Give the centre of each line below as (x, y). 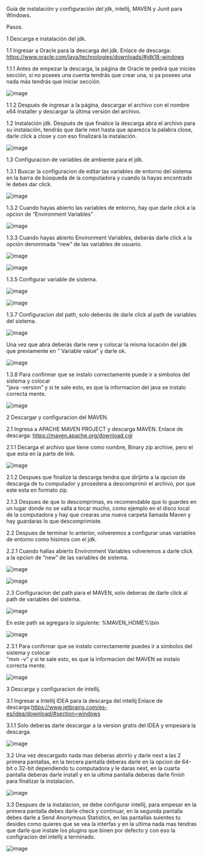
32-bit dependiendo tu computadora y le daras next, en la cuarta (99, 768)
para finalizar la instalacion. (40, 781)
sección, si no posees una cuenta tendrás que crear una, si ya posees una (99, 75)
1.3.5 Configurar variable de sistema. (52, 279)
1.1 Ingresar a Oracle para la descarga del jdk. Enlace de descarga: (89, 50)
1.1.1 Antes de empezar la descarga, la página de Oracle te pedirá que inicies (101, 69)
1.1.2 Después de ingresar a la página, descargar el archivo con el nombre (98, 105)
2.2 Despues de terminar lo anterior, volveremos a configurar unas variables (101, 533)
